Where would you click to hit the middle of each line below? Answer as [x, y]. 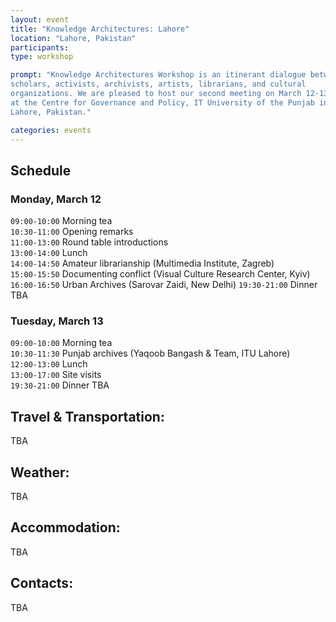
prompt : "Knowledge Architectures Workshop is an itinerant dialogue [158, 75]
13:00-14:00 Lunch [49, 253]
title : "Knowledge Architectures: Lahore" [100, 29]
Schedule [41, 170]
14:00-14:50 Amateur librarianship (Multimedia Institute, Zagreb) [142, 263]
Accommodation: [65, 527]
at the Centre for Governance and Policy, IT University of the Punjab [162, 102]
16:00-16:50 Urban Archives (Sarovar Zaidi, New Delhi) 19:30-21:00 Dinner [164, 285]
